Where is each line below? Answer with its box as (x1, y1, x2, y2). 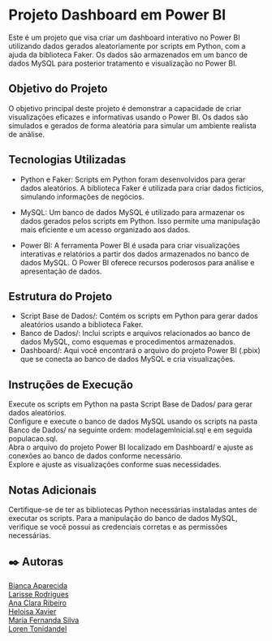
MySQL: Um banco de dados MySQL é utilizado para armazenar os (19, 207, 245, 217)
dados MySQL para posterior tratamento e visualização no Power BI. (8, 58, 238, 68)
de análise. (8, 129, 45, 139)
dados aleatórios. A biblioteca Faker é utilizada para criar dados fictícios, (19, 183, 264, 192)
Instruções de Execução (8, 377, 134, 391)
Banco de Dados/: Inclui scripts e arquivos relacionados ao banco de (19, 329, 251, 338)
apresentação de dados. (19, 266, 102, 276)
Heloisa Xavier (8, 606, 57, 616)
